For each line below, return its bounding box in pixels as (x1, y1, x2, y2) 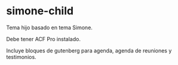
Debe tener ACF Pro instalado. (6, 35, 81, 42)
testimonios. (6, 53, 37, 60)
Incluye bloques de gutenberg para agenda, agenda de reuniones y (6, 47, 172, 54)
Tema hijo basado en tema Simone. (6, 24, 93, 31)
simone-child (6, 4, 73, 18)
